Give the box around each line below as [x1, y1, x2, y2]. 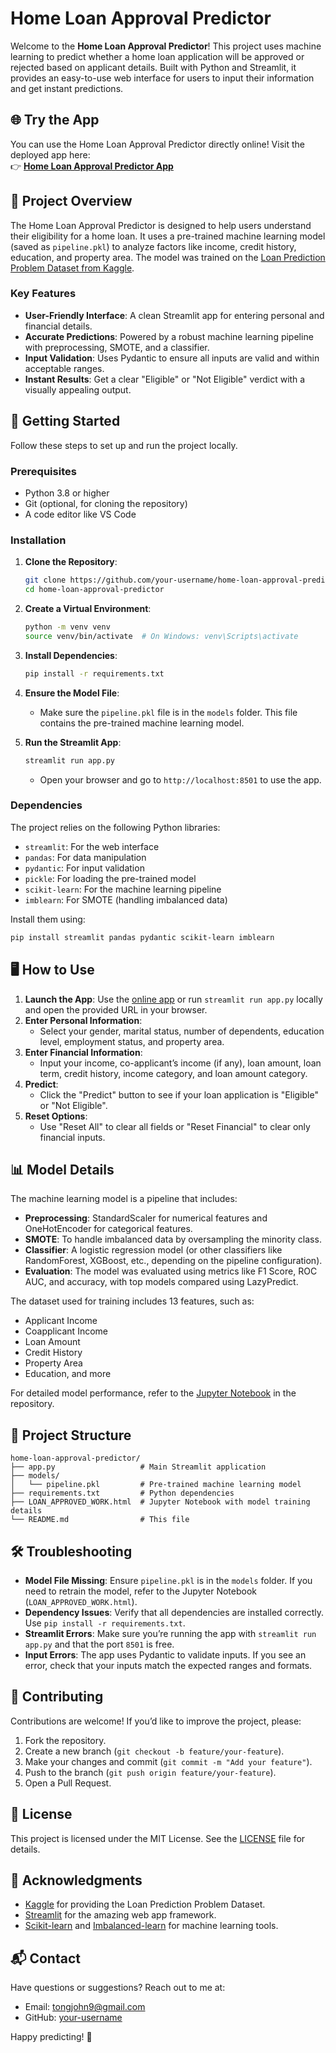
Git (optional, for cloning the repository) [24, 497, 188, 509]
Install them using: [10, 913, 86, 925]
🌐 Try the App [10, 112, 100, 129]
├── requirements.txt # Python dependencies [10, 1488, 235, 1499]
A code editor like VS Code [24, 508, 137, 520]
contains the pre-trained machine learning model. [39, 717, 245, 729]
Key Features [10, 287, 77, 301]
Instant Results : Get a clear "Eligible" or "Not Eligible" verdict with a [24, 373, 306, 385]
